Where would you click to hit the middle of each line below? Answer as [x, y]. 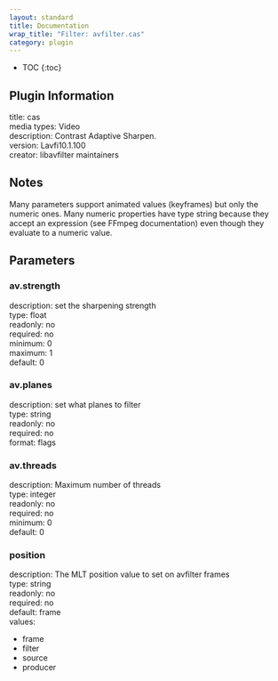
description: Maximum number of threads [85, 485]
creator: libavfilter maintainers [64, 155]
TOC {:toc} [42, 68]
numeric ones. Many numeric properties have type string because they [139, 214]
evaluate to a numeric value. [61, 232]
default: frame [35, 612]
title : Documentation [49, 26]
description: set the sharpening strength [83, 305]
